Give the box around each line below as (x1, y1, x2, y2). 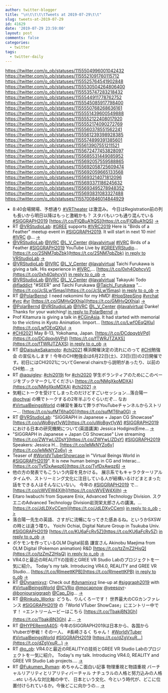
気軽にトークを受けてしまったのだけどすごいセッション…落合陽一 (12, 390, 148, 396)
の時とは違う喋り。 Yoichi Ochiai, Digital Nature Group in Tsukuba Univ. (12, 523, 160, 529)
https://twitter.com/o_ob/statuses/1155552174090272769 (5, 121, 123, 127)
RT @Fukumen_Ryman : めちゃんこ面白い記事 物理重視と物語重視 (12, 664, 146, 670)
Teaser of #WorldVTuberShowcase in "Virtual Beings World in (12, 452, 140, 458)
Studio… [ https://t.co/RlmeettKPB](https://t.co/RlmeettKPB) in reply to (12, 568, 156, 575)
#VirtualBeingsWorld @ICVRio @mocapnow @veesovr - (12, 585, 126, 591)
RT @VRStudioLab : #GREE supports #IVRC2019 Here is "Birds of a (12, 223, 150, 229)
